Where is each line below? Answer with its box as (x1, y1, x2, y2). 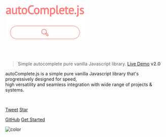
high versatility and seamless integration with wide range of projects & (5, 81, 152, 88)
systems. (5, 87, 24, 93)
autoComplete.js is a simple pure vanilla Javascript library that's (5, 70, 139, 76)
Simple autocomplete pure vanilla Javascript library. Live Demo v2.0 (17, 61, 161, 67)
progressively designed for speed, (5, 76, 77, 82)
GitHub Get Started (5, 116, 45, 122)
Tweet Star (5, 106, 28, 113)
